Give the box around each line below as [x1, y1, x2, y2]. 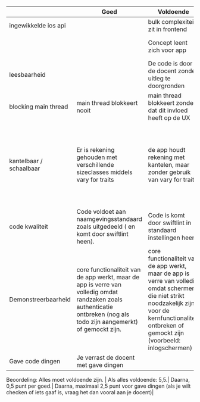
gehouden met [76, 153, 118, 161]
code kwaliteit [9, 223, 49, 230]
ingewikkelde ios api [9, 21, 66, 29]
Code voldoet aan [76, 208, 126, 216]
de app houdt [148, 146, 186, 154]
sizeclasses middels [76, 168, 133, 176]
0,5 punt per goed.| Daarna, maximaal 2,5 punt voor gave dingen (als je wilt [6, 382, 191, 389]
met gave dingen [76, 361, 124, 369]
